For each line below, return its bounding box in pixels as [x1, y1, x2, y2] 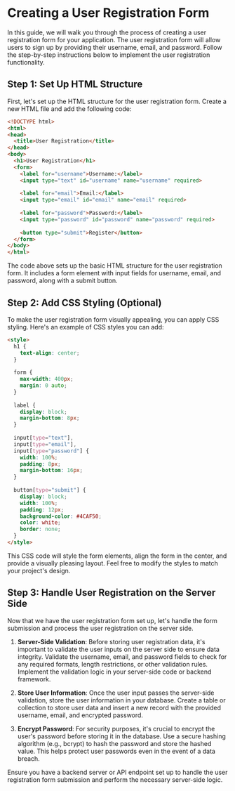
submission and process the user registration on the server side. [7, 624, 194, 632]
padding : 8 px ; [20, 460, 61, 468]
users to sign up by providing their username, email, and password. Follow [7, 43, 222, 51]
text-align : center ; [20, 349, 80, 356]
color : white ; [20, 519, 61, 526]
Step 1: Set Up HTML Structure [7, 79, 143, 91]
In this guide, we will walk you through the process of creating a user [7, 28, 207, 37]
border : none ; [20, 525, 61, 533]
